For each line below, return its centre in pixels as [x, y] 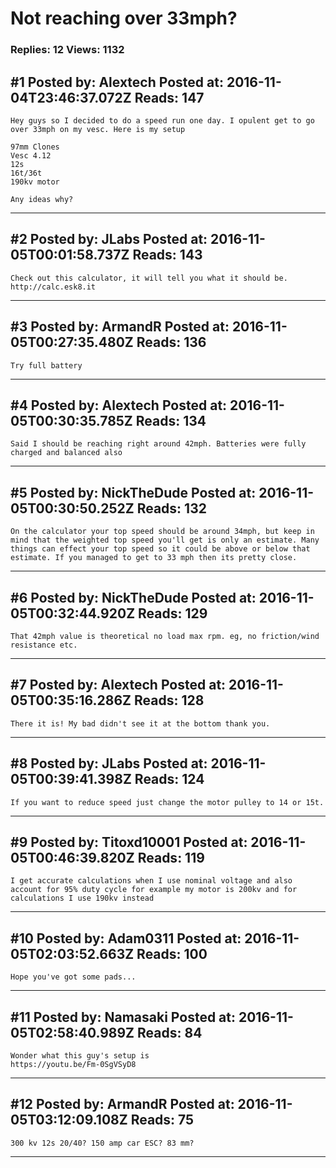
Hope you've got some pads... [73, 977]
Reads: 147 [169, 97]
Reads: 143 [167, 255]
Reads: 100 [172, 953]
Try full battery [46, 365]
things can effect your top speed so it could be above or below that [160, 549]
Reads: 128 [169, 700]
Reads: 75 [162, 1120]
